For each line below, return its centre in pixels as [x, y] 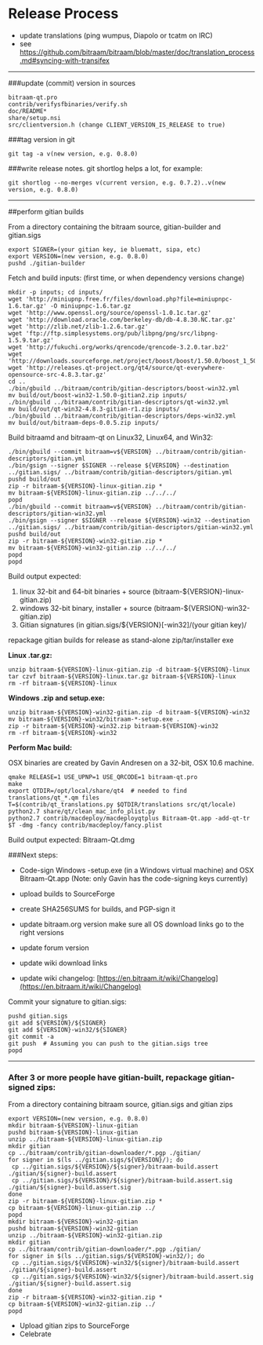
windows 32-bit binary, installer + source [86, 608]
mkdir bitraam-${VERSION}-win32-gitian [73, 1222]
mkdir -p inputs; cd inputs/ [56, 292]
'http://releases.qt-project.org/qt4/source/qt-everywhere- [125, 367]
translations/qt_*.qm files [54, 798]
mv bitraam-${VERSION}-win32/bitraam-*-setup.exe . [94, 719]
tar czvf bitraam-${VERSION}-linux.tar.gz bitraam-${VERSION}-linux [122, 676]
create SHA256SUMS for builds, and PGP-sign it [97, 908]
